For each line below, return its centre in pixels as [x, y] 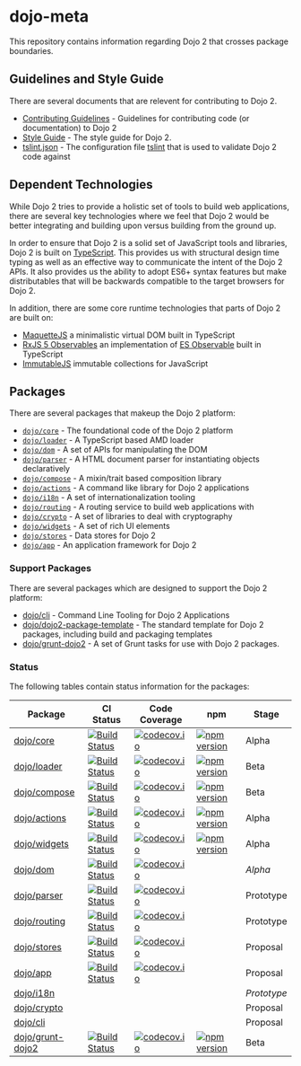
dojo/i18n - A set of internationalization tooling [108, 498]
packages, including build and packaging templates [117, 634]
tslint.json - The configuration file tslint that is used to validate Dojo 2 [150, 146]
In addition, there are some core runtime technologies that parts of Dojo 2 [145, 308]
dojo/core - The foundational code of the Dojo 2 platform [128, 431]
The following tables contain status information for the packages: [129, 686]
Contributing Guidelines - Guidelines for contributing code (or [136, 118]
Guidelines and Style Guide [86, 79]
